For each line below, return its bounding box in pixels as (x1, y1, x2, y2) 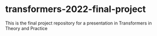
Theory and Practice (5, 25, 48, 31)
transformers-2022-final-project (5, 3, 146, 15)
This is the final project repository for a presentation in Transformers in (5, 20, 152, 26)
